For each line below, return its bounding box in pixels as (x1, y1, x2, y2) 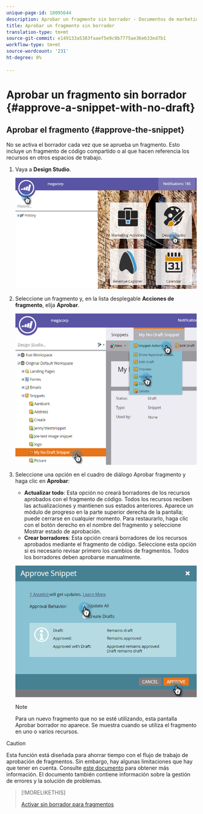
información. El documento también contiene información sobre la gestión (6, 771, 191, 778)
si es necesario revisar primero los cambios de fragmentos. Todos (24, 547, 189, 554)
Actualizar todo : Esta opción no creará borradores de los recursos (24, 489, 190, 496)
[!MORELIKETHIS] (21, 789, 66, 796)
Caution (6, 740, 26, 747)
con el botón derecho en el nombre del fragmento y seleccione (24, 521, 181, 528)
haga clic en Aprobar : (14, 477, 70, 485)
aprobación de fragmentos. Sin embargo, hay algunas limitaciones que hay (6, 758, 193, 765)
